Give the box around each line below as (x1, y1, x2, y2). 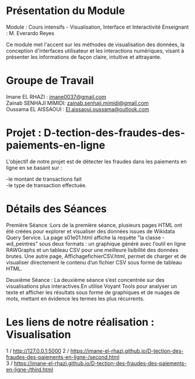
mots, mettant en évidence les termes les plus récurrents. (6, 295, 145, 302)
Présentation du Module (6, 4, 126, 18)
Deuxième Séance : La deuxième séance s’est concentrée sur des (6, 276, 165, 283)
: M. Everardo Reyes (6, 29, 54, 36)
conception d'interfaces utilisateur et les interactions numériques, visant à (6, 47, 184, 54)
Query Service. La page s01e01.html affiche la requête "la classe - (6, 234, 165, 241)
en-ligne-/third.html (6, 366, 54, 373)
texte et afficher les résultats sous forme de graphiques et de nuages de (6, 288, 180, 296)
